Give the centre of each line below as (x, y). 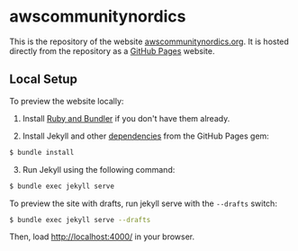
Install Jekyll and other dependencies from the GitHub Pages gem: (146, 136)
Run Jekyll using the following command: (99, 169)
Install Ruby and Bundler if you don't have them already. (126, 118)
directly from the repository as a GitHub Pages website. (112, 50)
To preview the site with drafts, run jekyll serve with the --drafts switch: (143, 203)
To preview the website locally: (67, 101)
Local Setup (44, 80)
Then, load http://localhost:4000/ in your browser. (102, 237)
